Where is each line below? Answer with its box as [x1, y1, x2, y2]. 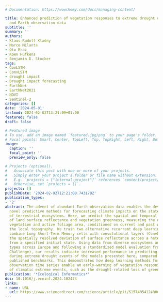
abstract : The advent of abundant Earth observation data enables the [5, 204, 151, 209]
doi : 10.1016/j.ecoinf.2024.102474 [5, 276, 77, 281]
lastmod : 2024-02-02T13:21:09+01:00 [5, 110, 79, 115]
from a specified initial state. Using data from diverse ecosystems [9, 240, 153, 245]
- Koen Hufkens [5, 52, 36, 57]
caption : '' [9, 146, 34, 151]
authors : [5, 34, 23, 39]
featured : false [5, 115, 38, 120]
